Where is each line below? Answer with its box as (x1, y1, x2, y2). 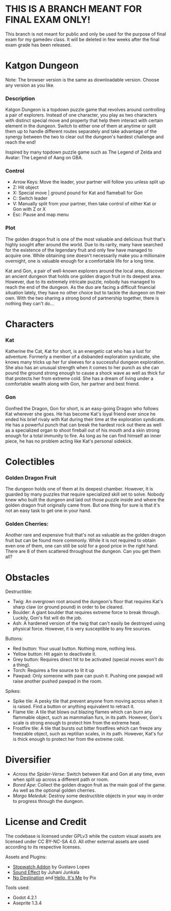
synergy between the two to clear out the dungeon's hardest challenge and (5, 134, 164, 140)
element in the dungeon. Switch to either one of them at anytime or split (5, 123, 157, 129)
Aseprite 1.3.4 (12, 900, 42, 906)
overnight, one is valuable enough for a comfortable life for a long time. (5, 258, 155, 264)
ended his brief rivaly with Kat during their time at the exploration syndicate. (5, 416, 165, 422)
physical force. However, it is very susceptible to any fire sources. (12, 626, 152, 632)
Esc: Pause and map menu (12, 211, 69, 218)
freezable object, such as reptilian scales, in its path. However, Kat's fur (12, 731, 163, 737)
